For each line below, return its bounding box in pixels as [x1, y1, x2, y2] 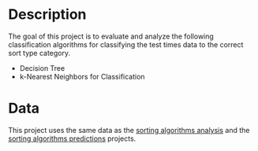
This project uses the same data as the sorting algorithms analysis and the [8, 125, 250, 134]
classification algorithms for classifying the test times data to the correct [8, 39, 244, 49]
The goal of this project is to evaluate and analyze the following [8, 31, 215, 41]
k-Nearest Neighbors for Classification [19, 72, 145, 81]
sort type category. [8, 48, 71, 57]
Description [8, 6, 87, 24]
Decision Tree [19, 63, 65, 72]
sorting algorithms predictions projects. [8, 134, 136, 143]
